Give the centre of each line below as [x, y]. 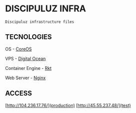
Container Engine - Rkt [29, 68]
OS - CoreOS [19, 49]
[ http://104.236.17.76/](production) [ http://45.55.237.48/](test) [68, 105]
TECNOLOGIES [29, 37]
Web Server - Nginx [26, 78]
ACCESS [19, 93]
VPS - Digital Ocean [26, 58]
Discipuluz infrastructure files [40, 22]
